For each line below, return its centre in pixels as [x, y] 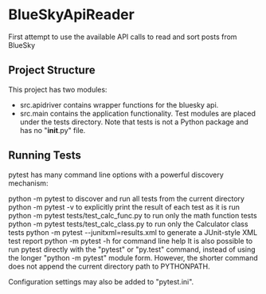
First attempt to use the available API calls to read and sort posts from [123, 37]
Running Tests [45, 156]
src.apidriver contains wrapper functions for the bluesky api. [119, 104]
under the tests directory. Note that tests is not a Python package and [134, 122]
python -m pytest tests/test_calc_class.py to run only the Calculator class [128, 224]
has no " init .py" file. [53, 130]
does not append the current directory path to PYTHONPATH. [110, 266]
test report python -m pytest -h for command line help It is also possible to [131, 241]
